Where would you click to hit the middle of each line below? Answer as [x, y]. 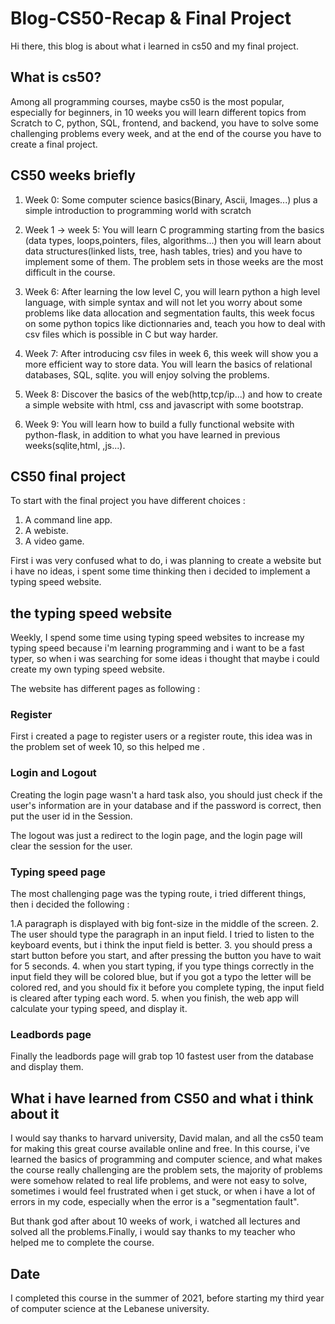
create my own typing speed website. [88, 669]
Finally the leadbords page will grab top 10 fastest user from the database [162, 1056]
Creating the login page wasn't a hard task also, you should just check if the [166, 794]
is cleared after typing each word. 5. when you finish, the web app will [154, 998]
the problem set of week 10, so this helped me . [107, 747]
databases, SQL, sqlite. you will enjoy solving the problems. [147, 374]
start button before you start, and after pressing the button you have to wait [166, 956]
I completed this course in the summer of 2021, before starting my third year [167, 1298]
